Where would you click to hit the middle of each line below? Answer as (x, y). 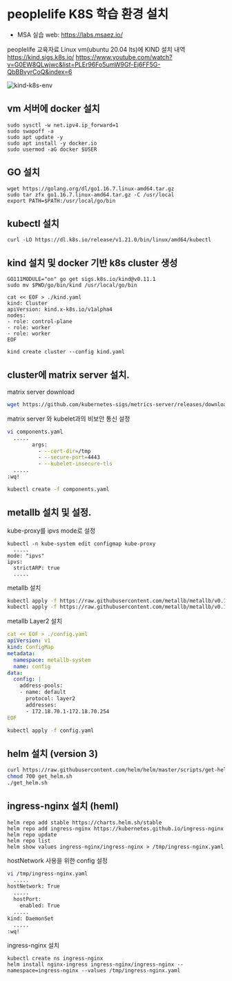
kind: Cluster (28, 304)
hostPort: (27, 899)
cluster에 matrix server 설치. (68, 375)
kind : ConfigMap (30, 648)
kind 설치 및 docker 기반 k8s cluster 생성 (93, 263)
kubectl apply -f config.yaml (51, 731)
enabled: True (40, 906)
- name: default (43, 693)
